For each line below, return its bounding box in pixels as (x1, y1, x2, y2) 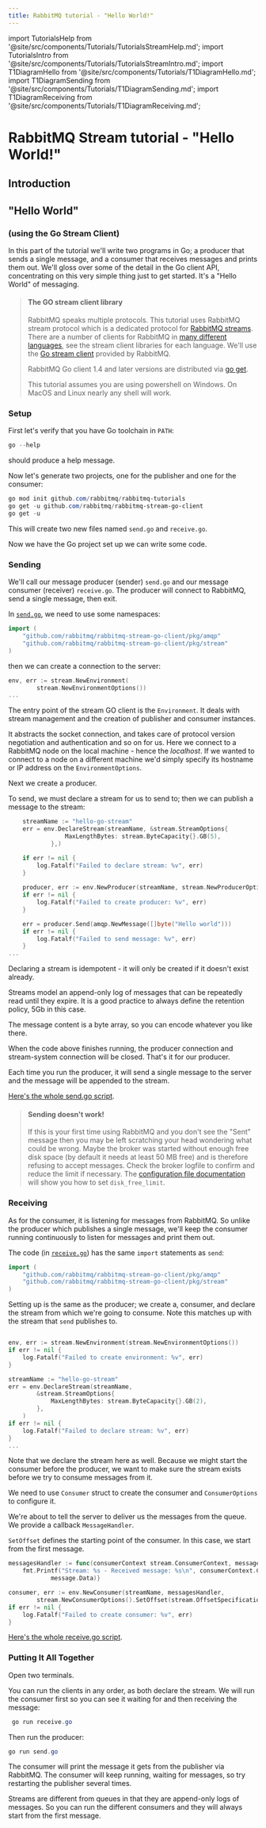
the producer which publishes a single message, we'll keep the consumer (8, 1223, 248, 1234)
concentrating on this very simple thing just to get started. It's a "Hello (8, 271, 237, 280)
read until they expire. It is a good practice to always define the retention (8, 997, 245, 1006)
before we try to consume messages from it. (8, 1473, 153, 1482)
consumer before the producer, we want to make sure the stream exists (8, 1465, 241, 1474)
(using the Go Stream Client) (8, 228, 120, 239)
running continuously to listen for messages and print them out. (8, 1232, 215, 1242)
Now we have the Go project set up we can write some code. (8, 539, 207, 548)
